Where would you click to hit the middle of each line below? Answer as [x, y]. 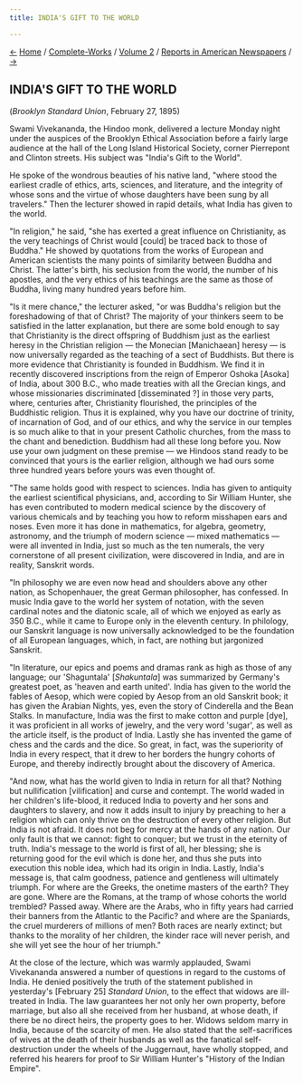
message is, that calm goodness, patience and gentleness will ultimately [144, 878]
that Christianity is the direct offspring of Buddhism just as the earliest [140, 335]
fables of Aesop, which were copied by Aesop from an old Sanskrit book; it [149, 696]
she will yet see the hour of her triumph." [85, 945]
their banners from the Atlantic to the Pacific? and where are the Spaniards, [150, 916]
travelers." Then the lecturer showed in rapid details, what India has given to [151, 204]
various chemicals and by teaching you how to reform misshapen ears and [148, 517]
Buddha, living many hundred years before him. [98, 289]
